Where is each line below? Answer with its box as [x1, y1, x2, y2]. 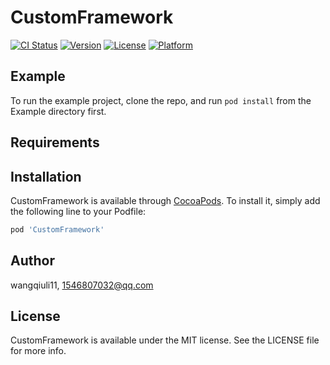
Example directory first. [10, 105, 107, 117]
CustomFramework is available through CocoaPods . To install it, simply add [10, 194, 321, 206]
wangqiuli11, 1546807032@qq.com [10, 279, 154, 291]
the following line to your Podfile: [10, 205, 147, 217]
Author [10, 252, 55, 270]
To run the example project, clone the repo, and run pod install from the [10, 94, 312, 106]
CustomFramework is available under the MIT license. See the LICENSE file [10, 334, 320, 346]
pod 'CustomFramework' [10, 224, 105, 235]
